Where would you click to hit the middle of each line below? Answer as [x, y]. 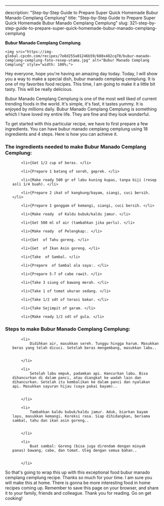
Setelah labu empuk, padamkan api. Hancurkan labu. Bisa [89, 373]
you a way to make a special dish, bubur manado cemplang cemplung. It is [80, 79]
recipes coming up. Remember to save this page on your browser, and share [82, 488]
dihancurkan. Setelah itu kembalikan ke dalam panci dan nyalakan [81, 382]
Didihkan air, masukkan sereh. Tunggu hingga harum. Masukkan [94, 343]
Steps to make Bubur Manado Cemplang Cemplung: [68, 329]
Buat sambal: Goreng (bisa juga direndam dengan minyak [88, 446]
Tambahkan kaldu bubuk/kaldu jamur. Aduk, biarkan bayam [89, 412]
